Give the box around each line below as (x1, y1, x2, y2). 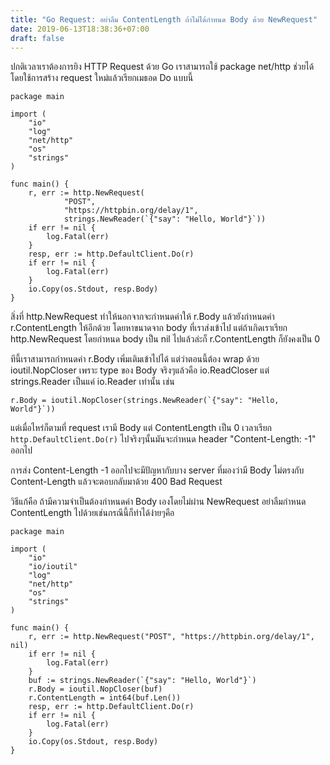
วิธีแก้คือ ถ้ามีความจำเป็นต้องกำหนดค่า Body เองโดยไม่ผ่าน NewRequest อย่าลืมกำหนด (10, 496, 307, 508)
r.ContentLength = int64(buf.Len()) (28, 693, 182, 703)
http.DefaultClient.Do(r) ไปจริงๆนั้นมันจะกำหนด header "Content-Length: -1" (10, 433, 317, 445)
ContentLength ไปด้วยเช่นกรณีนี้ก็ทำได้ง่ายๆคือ (10, 507, 175, 519)
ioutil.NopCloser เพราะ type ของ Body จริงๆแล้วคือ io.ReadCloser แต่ (10, 364, 270, 376)
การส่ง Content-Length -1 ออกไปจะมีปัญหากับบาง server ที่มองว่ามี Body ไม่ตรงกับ (10, 464, 305, 476)
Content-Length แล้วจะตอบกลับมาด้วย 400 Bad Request (10, 476, 223, 488)
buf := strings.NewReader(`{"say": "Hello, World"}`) (28, 676, 257, 686)
